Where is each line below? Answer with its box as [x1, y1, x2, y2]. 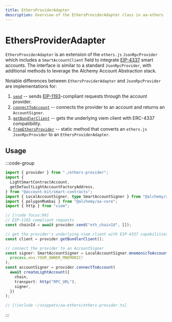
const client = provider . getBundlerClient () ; [5, 236, 104, 242]
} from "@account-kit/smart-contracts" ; [5, 189, 93, 194]
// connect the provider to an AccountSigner [5, 245, 104, 251]
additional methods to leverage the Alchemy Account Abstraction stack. [5, 68, 157, 74]
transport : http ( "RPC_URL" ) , [14, 279, 77, 284]
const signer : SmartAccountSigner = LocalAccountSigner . [5, 251, 130, 256]
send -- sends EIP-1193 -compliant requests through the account [12, 93, 147, 99]
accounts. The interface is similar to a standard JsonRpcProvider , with [5, 62, 152, 68]
